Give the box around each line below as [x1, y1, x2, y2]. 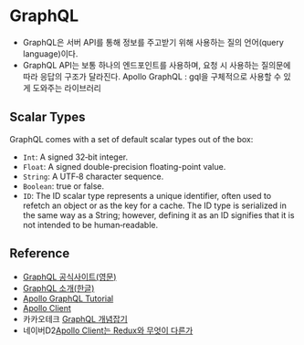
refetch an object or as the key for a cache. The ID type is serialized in [22, 200, 288, 211]
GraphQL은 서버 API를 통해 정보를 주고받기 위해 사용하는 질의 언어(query [22, 37, 285, 47]
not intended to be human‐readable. [22, 219, 158, 230]
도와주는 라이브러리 [32, 82, 102, 93]
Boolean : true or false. [22, 180, 105, 192]
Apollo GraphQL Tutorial [22, 293, 114, 304]
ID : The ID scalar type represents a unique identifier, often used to [22, 190, 272, 201]
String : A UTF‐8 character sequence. [22, 171, 164, 182]
